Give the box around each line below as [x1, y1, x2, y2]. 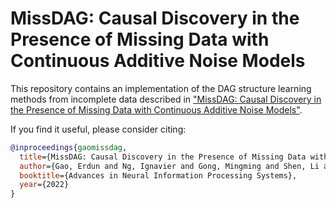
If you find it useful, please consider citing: [10, 123, 187, 135]
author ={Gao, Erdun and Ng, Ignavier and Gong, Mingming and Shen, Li [19, 161, 320, 171]
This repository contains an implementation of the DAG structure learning [10, 82, 312, 94]
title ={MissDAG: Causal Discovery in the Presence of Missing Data [19, 152, 307, 162]
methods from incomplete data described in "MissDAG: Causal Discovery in [10, 93, 322, 105]
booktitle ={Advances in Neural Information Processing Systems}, [19, 170, 298, 181]
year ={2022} [19, 180, 70, 190]
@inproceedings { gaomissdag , [10, 142, 128, 152]
